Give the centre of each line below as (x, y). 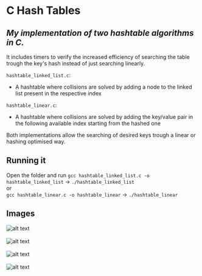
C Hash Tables (44, 11)
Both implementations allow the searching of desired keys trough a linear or (101, 135)
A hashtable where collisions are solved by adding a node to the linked (103, 87)
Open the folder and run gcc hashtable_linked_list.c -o (78, 175)
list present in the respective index (58, 93)
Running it (26, 160)
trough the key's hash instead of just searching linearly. (76, 63)
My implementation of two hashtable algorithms (100, 33)
